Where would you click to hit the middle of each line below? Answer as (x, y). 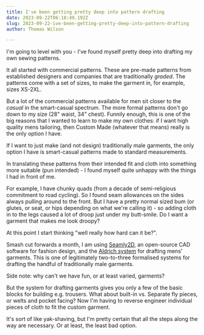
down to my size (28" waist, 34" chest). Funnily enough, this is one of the (98, 114)
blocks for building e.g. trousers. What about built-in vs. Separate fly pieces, (102, 294)
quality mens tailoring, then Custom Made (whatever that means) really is (98, 127)
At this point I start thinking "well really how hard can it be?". (82, 233)
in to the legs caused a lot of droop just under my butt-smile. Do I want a (97, 215)
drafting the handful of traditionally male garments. (70, 264)
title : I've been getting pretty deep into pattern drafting (86, 12)
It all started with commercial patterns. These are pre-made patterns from (99, 70)
